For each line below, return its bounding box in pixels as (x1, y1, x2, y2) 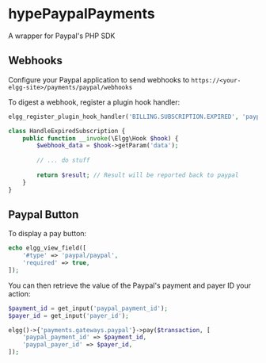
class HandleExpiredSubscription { (8, 127, 126, 135)
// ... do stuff (36, 156, 90, 165)
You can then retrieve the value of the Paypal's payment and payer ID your (8, 281, 252, 290)
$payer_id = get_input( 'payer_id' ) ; (8, 311, 129, 319)
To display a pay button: (8, 229, 87, 239)
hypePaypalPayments (8, 5, 156, 23)
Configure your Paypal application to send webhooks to (8, 75, 190, 84)
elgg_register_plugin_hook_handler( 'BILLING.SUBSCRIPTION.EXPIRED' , (8, 113, 239, 120)
